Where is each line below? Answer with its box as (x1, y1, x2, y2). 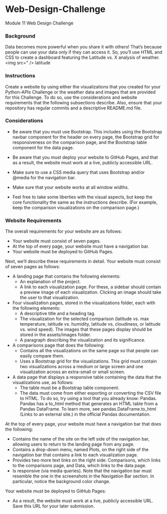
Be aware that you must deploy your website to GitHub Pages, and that (12, 154, 158, 160)
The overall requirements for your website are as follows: (5, 228, 122, 234)
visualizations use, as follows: (12, 380, 74, 386)
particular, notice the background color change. (12, 479, 111, 485)
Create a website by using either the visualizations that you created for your (5, 83, 161, 89)
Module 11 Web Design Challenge (5, 20, 74, 26)
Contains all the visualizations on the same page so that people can (19, 348, 159, 354)
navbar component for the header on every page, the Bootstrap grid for (12, 134, 160, 140)
